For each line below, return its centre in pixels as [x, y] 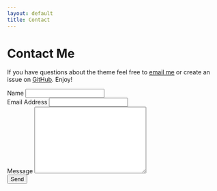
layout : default [30, 13]
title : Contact [29, 20]
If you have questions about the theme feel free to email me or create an [108, 72]
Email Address [27, 102]
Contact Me [41, 54]
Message [20, 171]
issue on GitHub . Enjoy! [40, 80]
